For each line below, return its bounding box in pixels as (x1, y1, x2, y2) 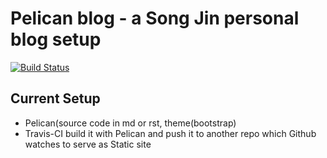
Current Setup (10, 90, 101, 107)
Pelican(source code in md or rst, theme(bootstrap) (24, 117, 237, 129)
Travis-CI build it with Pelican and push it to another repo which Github (24, 127, 317, 139)
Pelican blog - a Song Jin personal (10, 7, 300, 30)
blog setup (10, 28, 102, 51)
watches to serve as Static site (24, 138, 152, 150)
